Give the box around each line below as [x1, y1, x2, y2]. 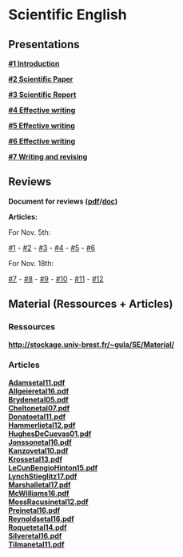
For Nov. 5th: [8, 227, 51, 237]
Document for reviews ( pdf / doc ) [8, 196, 118, 206]
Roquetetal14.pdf [8, 523, 67, 532]
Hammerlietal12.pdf [8, 420, 76, 430]
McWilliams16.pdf [8, 488, 70, 498]
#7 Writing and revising [8, 152, 88, 161]
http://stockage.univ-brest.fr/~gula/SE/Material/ [8, 339, 174, 349]
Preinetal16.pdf [8, 505, 61, 515]
